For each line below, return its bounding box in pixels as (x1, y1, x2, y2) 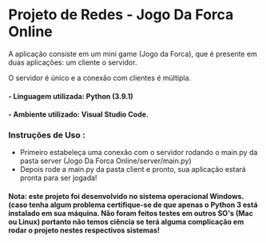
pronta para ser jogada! (19, 173, 97, 183)
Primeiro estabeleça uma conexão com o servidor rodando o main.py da (19, 148, 258, 157)
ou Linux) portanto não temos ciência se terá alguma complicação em (8, 217, 244, 227)
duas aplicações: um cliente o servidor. (8, 58, 137, 67)
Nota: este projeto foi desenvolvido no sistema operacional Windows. (8, 192, 244, 201)
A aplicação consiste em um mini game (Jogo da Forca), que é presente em (8, 49, 258, 58)
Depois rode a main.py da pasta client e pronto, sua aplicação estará (19, 165, 246, 174)
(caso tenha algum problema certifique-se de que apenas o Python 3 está (8, 200, 258, 209)
